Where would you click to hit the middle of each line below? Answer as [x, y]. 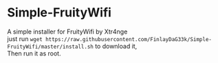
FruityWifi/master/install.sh [51, 47]
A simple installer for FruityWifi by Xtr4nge [67, 32]
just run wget [25, 38]
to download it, [116, 46]
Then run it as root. [34, 53]
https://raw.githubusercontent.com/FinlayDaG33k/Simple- [129, 39]
